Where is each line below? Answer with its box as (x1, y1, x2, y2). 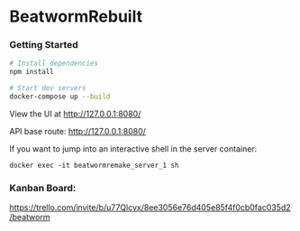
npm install (9, 68, 54, 77)
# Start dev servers (9, 84, 87, 93)
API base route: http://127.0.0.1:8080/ (9, 125, 147, 136)
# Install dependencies (9, 59, 99, 69)
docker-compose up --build (9, 92, 111, 101)
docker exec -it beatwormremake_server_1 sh (9, 161, 179, 170)
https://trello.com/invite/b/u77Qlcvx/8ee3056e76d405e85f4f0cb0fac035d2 (9, 202, 291, 213)
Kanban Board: (9, 181, 77, 194)
